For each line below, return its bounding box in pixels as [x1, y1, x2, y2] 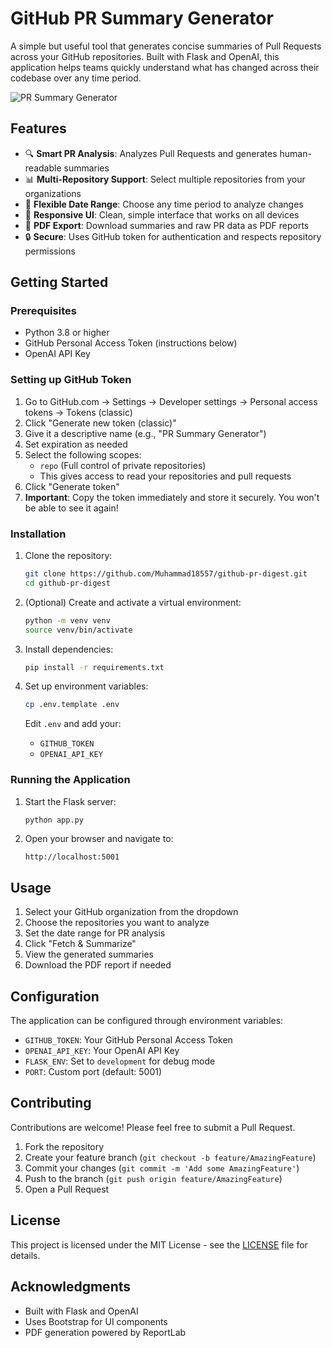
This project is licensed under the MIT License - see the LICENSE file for [10, 1238, 308, 1251]
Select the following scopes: [24, 448, 142, 461]
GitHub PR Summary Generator [10, 7, 274, 30]
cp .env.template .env [24, 700, 120, 710]
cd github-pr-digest [24, 578, 111, 588]
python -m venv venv [24, 615, 111, 626]
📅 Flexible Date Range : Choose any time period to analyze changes [24, 198, 304, 210]
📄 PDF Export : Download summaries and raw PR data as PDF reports [24, 219, 310, 231]
